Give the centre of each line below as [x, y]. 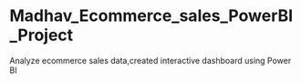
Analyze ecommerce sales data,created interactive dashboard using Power [150, 60]
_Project [42, 35]
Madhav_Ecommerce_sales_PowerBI [151, 16]
